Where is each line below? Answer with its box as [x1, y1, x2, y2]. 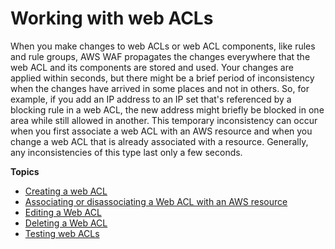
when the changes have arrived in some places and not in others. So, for [10, 82, 310, 94]
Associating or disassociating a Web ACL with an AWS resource [24, 195, 288, 207]
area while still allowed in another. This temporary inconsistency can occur [10, 114, 318, 126]
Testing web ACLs [24, 227, 100, 239]
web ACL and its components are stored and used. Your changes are [10, 61, 294, 73]
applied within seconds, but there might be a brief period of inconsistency [10, 72, 315, 84]
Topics [10, 165, 40, 177]
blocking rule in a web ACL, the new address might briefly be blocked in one [10, 103, 325, 116]
